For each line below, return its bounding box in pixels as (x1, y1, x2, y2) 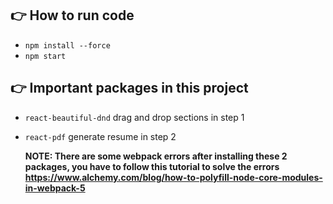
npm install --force (24, 40, 111, 51)
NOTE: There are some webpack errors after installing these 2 (24, 150, 288, 162)
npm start (24, 51, 67, 61)
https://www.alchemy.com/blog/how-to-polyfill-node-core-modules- (24, 171, 323, 183)
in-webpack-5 (24, 182, 86, 194)
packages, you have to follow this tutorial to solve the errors (24, 160, 280, 172)
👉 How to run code (10, 7, 135, 24)
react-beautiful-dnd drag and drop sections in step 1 (24, 111, 245, 123)
